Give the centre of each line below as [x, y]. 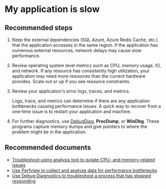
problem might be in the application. [49, 132]
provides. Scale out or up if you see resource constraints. [71, 81]
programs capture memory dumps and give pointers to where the [79, 127]
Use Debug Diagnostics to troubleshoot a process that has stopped [81, 175]
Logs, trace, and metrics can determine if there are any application [81, 101]
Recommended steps [39, 28]
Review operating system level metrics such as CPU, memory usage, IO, [86, 65]
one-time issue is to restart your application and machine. [71, 112]
